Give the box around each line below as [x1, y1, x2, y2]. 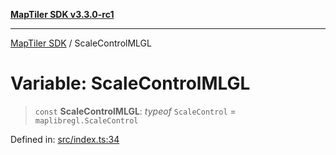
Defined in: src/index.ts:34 [10, 133, 120, 145]
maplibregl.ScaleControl [34, 115, 139, 126]
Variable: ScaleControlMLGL [10, 72, 251, 95]
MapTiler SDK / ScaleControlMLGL [10, 37, 152, 49]
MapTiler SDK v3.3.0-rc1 [10, 9, 115, 20]
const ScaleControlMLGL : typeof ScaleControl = [34, 105, 237, 117]
